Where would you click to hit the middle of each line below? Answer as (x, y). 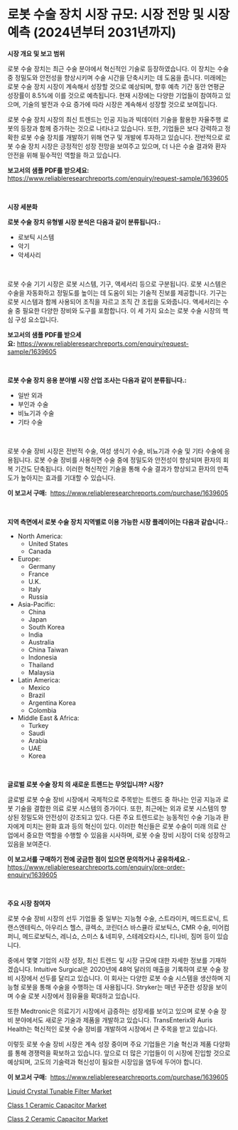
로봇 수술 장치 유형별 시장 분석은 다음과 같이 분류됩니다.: (84, 222)
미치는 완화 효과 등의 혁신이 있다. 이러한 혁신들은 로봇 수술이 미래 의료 (123, 826)
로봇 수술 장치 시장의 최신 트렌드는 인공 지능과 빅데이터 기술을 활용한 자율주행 (114, 119)
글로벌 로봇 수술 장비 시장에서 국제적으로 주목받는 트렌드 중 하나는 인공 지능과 (114, 799)
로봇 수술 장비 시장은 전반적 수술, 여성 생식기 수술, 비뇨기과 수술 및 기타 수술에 (115, 451)
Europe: (29, 559)
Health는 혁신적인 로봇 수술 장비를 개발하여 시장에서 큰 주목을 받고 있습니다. (113, 1029)
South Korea (47, 627)
